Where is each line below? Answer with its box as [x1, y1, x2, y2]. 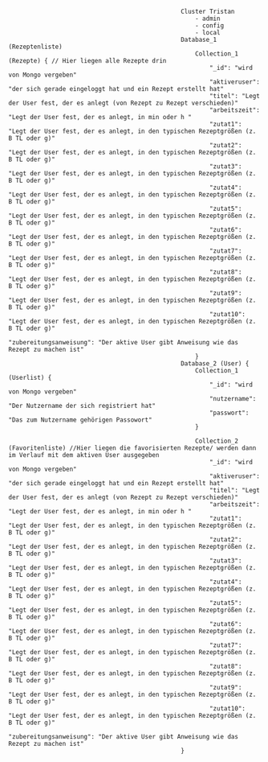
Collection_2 [195, 437, 239, 445]
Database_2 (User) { [180, 360, 250, 368]
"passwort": [209, 409, 250, 417]
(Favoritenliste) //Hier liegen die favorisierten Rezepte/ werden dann [8, 444, 257, 452]
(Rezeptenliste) [8, 43, 63, 51]
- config [195, 22, 225, 30]
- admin [195, 14, 221, 23]
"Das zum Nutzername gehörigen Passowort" [8, 416, 152, 424]
